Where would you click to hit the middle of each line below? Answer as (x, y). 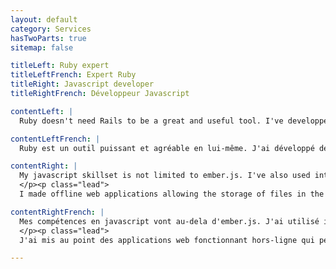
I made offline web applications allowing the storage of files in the (172, 194)
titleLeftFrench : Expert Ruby (73, 75)
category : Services (51, 29)
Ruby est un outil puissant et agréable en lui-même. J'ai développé (167, 148)
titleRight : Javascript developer (82, 84)
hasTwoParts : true (48, 38)
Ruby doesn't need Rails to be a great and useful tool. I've (151, 121)
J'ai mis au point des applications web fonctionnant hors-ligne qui (167, 240)
